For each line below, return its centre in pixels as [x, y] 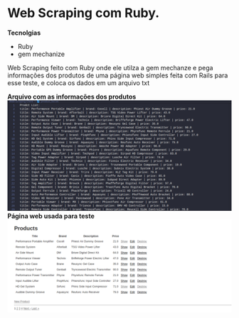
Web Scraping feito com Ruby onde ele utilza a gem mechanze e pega [110, 67]
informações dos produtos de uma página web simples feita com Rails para [118, 75]
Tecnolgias [24, 33]
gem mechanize [41, 54]
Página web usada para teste [51, 216]
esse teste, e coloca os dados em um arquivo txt [79, 82]
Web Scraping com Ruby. [84, 13]
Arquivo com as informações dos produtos [72, 97]
